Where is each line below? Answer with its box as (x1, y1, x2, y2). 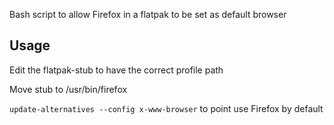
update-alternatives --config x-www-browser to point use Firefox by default (9, 102, 324, 114)
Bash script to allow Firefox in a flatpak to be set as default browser (9, 9, 287, 20)
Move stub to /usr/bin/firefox (9, 83, 128, 95)
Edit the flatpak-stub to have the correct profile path (9, 64, 224, 76)
